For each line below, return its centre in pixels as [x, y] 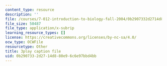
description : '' [22, 14]
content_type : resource [30, 10]
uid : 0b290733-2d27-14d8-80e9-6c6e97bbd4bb [51, 56]
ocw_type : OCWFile [24, 42]
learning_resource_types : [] [35, 33]
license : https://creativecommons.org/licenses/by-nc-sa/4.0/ [71, 38]
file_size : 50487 [23, 24]
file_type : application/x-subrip [40, 28]
